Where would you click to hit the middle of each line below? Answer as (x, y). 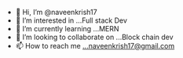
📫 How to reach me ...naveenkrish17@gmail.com (95, 46)
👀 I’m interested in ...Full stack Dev (71, 20)
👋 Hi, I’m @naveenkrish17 (56, 12)
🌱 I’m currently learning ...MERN (67, 29)
